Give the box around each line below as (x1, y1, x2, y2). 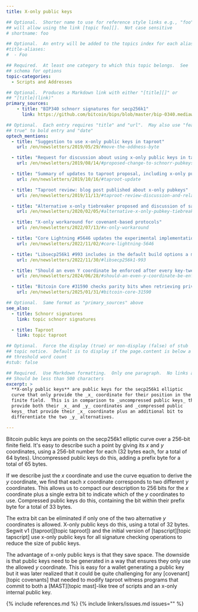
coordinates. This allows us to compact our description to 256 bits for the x (6, 484, 189, 491)
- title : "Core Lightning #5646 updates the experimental (11, 235, 157, 241)
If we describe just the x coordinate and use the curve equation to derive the (6, 472, 192, 479)
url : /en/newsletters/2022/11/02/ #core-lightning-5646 (16, 241, 154, 246)
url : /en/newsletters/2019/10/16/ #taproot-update (16, 176, 141, 182)
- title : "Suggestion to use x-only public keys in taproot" (11, 139, 165, 144)
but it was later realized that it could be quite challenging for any (6, 570, 162, 577)
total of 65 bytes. (6, 460, 48, 468)
